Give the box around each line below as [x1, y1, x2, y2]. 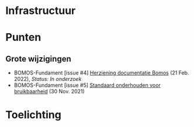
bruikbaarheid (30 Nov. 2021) [13, 88, 85, 95]
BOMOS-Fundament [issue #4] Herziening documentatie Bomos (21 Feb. [13, 69, 189, 76]
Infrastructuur [5, 4, 76, 17]
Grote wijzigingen [5, 54, 71, 63]
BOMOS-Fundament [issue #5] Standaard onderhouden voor [13, 82, 161, 89]
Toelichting [5, 108, 62, 122]
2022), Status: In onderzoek [13, 76, 82, 83]
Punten [5, 31, 41, 44]
